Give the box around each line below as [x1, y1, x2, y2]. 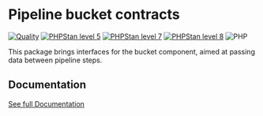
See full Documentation [8, 99, 85, 108]
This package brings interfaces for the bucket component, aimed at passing [8, 47, 255, 56]
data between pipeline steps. [8, 55, 103, 65]
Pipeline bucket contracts [8, 6, 180, 24]
